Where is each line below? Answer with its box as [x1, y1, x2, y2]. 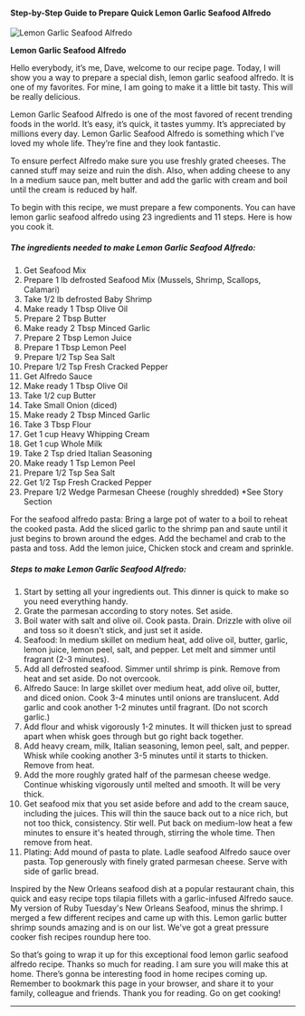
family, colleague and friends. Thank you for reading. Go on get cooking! [10, 988, 281, 999]
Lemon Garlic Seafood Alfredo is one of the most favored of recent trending [10, 109, 293, 120]
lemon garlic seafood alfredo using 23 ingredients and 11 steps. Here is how [10, 211, 293, 222]
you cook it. [10, 221, 54, 232]
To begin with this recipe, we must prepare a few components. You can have [10, 202, 296, 213]
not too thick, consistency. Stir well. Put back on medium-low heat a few [23, 817, 293, 829]
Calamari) [23, 284, 61, 295]
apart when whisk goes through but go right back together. [23, 731, 244, 742]
